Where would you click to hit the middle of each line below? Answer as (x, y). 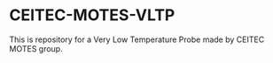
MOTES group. (36, 48)
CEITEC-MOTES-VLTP (92, 15)
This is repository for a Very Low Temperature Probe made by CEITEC (137, 39)
